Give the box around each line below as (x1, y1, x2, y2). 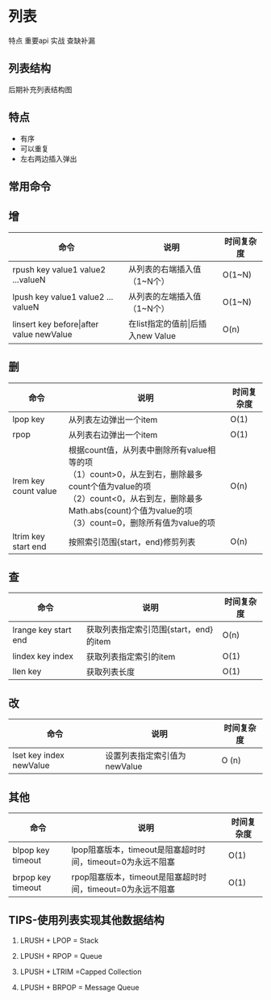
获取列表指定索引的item (85, 652, 176, 663)
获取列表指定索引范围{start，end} (85, 624, 214, 635)
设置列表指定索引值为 (104, 750, 186, 762)
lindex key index (12, 651, 74, 662)
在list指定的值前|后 (127, 318, 199, 329)
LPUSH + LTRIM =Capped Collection (19, 967, 142, 977)
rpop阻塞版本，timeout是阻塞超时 (71, 871, 199, 883)
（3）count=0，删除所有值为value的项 (68, 517, 215, 528)
